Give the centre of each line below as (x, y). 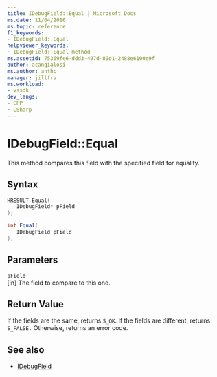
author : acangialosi (37, 65)
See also (26, 350)
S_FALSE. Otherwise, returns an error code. (68, 328)
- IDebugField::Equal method (49, 52)
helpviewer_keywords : (38, 45)
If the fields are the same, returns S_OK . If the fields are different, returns (109, 320)
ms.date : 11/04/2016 (37, 20)
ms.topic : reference (37, 26)
